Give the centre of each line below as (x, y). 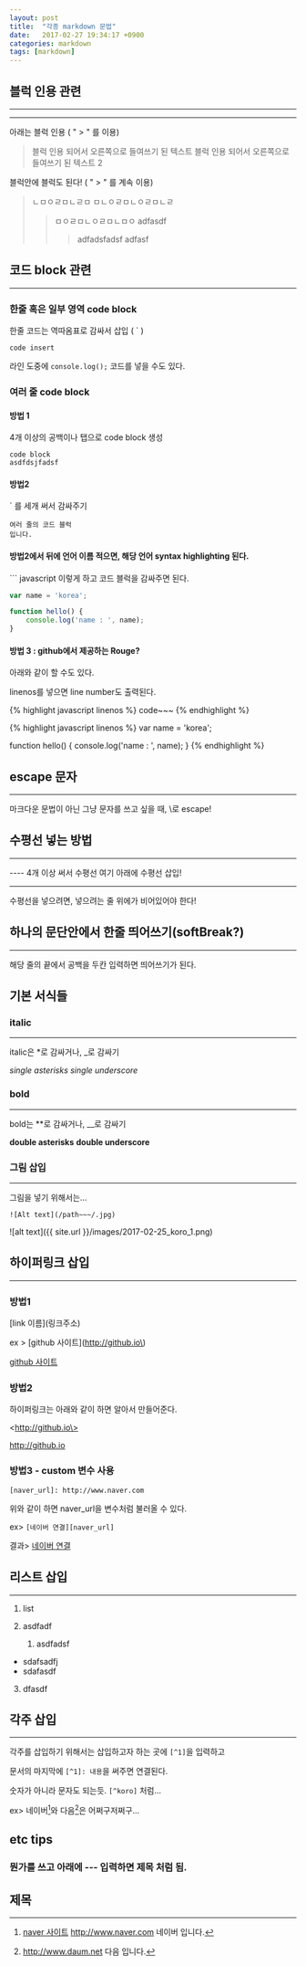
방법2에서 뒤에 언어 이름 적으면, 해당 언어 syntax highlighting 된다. (129, 556)
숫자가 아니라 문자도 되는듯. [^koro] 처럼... (86, 1791)
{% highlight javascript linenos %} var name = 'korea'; (111, 728)
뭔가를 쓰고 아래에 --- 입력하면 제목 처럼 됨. (98, 1867)
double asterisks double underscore (80, 1141)
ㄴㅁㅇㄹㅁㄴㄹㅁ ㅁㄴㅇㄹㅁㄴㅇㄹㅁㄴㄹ (103, 201)
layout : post (34, 18)
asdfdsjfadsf (34, 463)
